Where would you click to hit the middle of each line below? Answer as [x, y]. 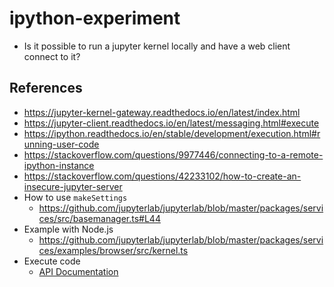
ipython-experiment [95, 18]
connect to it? [52, 56]
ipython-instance [59, 165]
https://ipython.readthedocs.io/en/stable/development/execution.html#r [172, 133]
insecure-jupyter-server [73, 186]
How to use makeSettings [75, 197]
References [46, 88]
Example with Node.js [68, 229]
